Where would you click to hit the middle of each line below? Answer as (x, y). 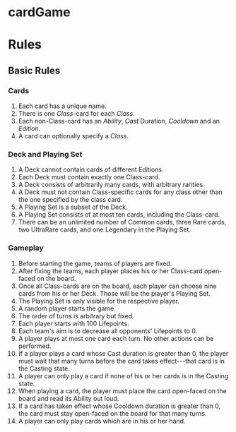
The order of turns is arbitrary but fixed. (76, 316)
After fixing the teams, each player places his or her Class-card (111, 271)
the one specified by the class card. (70, 200)
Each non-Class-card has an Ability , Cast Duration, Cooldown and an (119, 121)
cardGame (39, 12)
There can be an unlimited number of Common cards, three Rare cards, (122, 222)
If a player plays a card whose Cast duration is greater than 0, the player (123, 353)
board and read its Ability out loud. (69, 398)
